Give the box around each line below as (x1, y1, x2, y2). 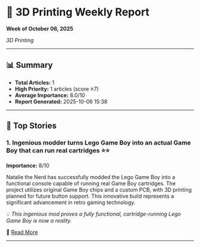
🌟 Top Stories (6, 121, 57, 131)
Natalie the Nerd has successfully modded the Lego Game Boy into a (6, 174, 176, 181)
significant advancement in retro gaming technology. (6, 199, 136, 206)
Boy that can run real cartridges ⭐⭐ (6, 146, 110, 155)
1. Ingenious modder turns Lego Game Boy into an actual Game (6, 139, 191, 147)
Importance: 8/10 (6, 162, 49, 169)
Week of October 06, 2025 (6, 25, 73, 32)
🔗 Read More (6, 229, 38, 236)
